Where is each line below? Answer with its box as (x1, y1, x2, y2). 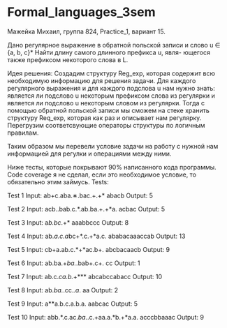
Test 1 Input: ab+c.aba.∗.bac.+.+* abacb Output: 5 (7, 191, 154, 200)
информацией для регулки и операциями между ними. (7, 149, 172, 158)
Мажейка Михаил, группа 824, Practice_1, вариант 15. (7, 27, 166, 36)
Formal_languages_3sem (7, 4, 156, 20)
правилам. (7, 128, 39, 137)
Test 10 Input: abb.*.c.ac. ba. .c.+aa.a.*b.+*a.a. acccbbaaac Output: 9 (7, 313, 205, 321)
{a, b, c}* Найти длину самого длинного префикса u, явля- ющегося (7, 48, 211, 57)
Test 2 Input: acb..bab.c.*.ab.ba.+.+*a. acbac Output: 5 (7, 204, 166, 213)
